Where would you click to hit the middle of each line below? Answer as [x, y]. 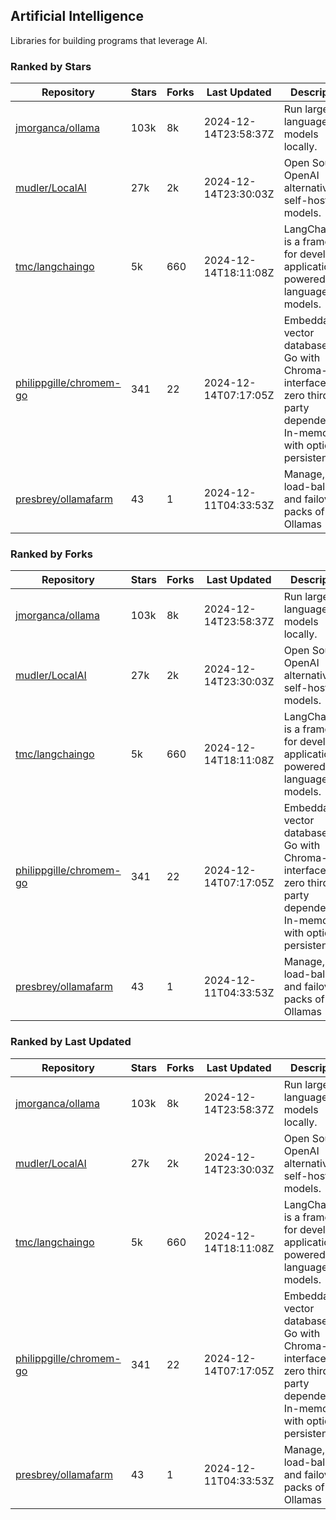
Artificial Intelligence [77, 16]
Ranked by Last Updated [71, 1042]
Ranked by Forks [51, 554]
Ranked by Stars [51, 66]
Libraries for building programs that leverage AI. [109, 40]
